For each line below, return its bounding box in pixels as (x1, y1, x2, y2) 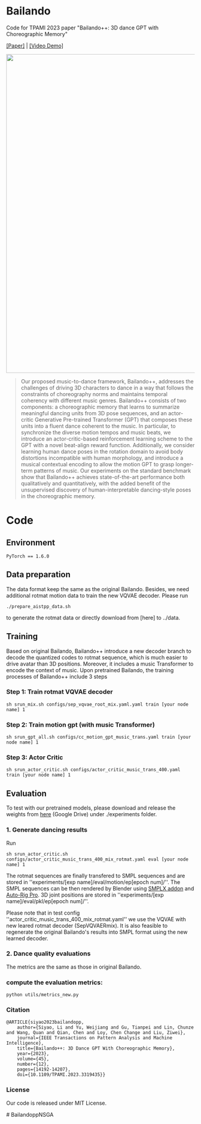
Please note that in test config (6, 909, 80, 916)
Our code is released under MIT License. (6, 1099, 106, 1107)
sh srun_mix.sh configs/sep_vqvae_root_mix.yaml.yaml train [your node (6, 701, 188, 708)
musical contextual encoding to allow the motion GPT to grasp (20, 460, 175, 467)
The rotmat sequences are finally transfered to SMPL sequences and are (6, 872, 185, 879)
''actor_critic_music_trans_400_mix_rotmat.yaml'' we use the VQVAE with (6, 915, 187, 922)
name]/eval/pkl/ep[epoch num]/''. (6, 897, 89, 904)
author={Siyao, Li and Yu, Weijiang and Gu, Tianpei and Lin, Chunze (17, 1024, 194, 1030)
